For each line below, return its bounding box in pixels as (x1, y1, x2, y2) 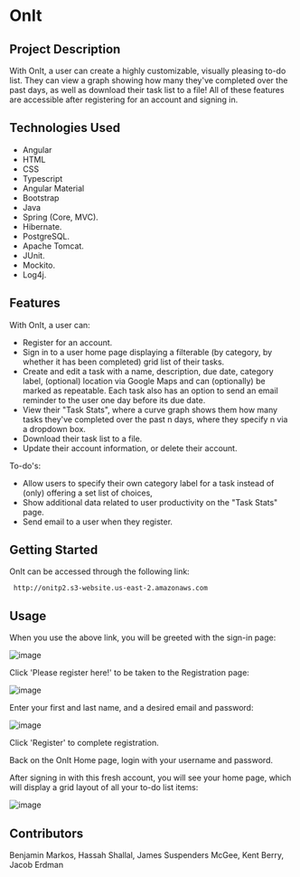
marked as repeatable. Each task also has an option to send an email (22, 385, 278, 396)
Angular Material (22, 183, 85, 193)
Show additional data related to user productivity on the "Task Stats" (22, 496, 278, 507)
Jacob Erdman (9, 860, 64, 871)
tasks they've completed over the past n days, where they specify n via (22, 413, 288, 425)
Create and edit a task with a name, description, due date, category (22, 365, 274, 376)
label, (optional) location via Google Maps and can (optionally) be (22, 375, 266, 386)
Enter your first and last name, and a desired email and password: (9, 703, 254, 713)
